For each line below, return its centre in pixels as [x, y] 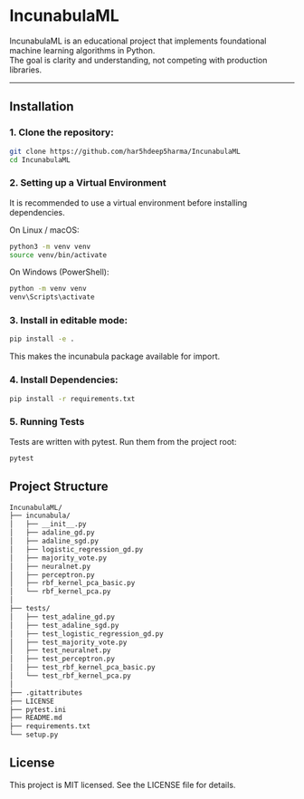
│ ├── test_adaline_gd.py [62, 617]
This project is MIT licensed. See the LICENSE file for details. [123, 785]
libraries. [26, 70]
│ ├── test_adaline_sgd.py [64, 625]
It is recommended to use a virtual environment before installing [128, 202]
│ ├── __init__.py [48, 525]
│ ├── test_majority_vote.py [68, 642]
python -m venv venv [48, 289]
